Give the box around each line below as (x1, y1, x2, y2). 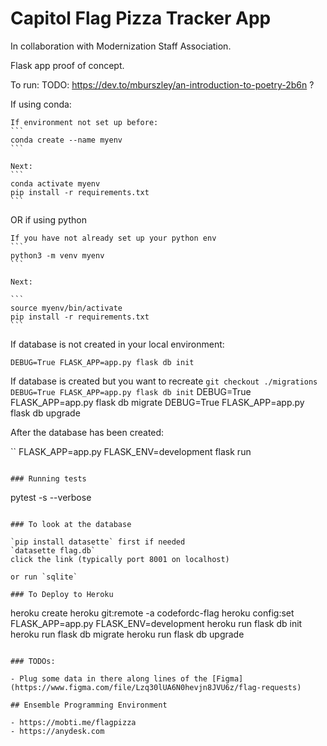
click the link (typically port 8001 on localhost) (10, 554, 230, 564)
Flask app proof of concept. (10, 59, 125, 71)
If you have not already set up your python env (10, 233, 217, 243)
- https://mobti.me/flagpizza (10, 717, 137, 727)
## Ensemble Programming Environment (10, 700, 168, 710)
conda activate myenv (10, 178, 101, 189)
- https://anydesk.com (10, 726, 105, 736)
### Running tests (10, 473, 87, 484)
